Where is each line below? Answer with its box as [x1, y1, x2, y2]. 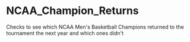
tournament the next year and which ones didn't [6, 29, 124, 36]
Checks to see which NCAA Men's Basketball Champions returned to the [6, 23, 184, 30]
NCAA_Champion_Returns [6, 4, 139, 17]
